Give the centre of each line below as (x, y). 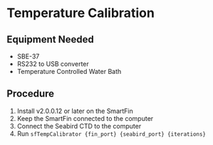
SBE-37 (28, 56)
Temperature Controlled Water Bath (69, 71)
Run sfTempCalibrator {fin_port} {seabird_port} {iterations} (111, 134)
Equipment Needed (50, 39)
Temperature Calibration (80, 13)
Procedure (31, 94)
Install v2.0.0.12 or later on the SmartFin (75, 111)
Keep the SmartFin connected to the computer (85, 118)
